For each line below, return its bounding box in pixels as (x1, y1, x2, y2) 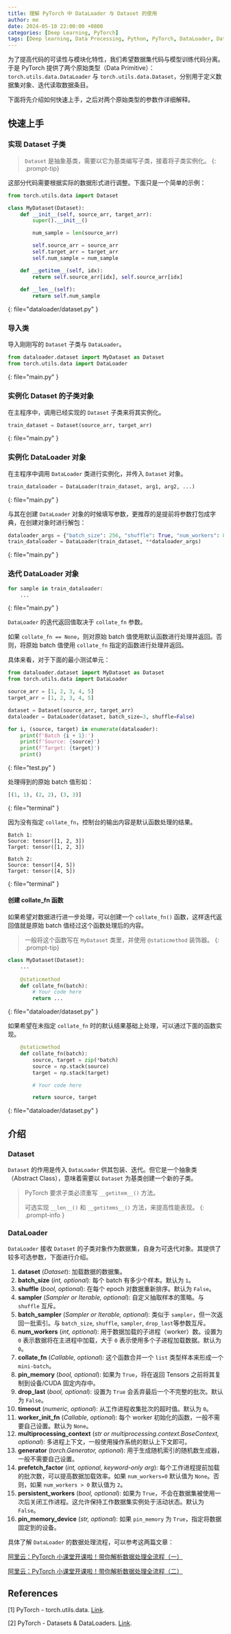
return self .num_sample (32, 293, 100, 300)
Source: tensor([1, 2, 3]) (8, 837, 85, 844)
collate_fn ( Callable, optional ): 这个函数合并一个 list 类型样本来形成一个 (17, 1354, 224, 1362)
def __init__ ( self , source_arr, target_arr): (20, 211, 153, 218)
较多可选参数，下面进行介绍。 (8, 1253, 92, 1262)
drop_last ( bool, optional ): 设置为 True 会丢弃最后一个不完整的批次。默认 (17, 1388, 223, 1396)
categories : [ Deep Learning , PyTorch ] (8, 29, 119, 36)
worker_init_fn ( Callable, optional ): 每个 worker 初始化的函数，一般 (17, 1413, 208, 1421)
